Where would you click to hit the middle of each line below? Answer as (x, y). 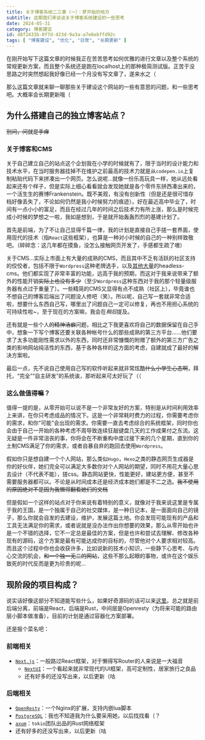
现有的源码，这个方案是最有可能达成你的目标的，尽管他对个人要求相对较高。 (103, 541)
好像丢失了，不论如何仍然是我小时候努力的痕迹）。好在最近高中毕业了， (101, 202)
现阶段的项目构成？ (42, 585)
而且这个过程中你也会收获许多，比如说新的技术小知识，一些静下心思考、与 (100, 549)
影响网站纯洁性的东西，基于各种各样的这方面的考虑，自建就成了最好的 (105, 348)
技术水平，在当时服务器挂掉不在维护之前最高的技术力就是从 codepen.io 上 (98, 171)
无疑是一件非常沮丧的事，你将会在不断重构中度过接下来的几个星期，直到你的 (103, 438)
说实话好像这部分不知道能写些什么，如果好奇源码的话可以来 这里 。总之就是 (100, 601)
